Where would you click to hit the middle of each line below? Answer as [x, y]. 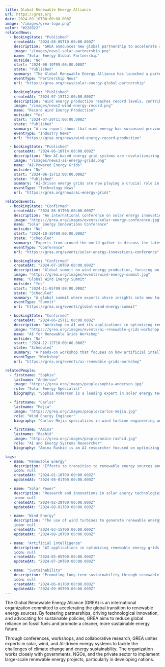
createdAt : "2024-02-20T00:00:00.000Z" [55, 502]
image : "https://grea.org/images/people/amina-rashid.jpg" [76, 439]
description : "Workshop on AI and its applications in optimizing [83, 325]
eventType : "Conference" [39, 247]
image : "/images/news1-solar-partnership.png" [62, 51]
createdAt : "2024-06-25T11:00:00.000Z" [55, 320]
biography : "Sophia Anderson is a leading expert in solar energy [83, 393]
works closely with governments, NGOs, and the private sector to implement [82, 654]
